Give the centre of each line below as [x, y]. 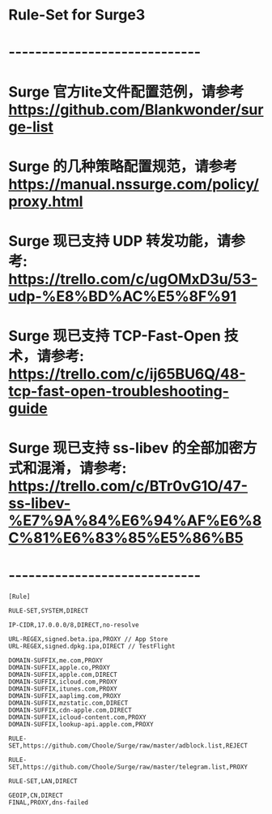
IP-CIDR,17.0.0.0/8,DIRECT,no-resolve [74, 625]
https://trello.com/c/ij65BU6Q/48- [127, 374]
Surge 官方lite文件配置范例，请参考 [126, 92]
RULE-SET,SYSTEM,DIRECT [49, 611]
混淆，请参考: [82, 469]
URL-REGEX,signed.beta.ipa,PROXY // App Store [88, 640]
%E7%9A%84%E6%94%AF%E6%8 [135, 521]
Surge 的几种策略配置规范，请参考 [123, 166]
